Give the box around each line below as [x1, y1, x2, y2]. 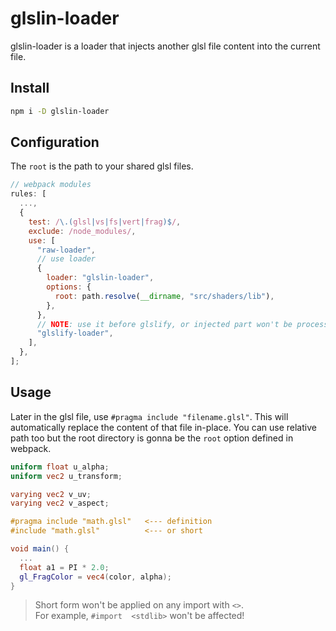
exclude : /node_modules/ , [28, 226, 137, 236]
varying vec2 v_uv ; [10, 489, 92, 499]
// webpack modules [10, 180, 92, 190]
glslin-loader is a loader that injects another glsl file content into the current [10, 40, 321, 52]
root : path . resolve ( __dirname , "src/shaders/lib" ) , [54, 291, 275, 301]
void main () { [10, 544, 70, 554]
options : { [46, 282, 92, 292]
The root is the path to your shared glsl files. [10, 160, 194, 172]
